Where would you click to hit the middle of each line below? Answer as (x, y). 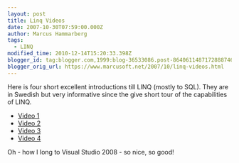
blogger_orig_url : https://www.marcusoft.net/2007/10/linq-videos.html (116, 67)
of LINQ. (20, 102)
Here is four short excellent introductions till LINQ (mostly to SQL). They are (118, 86)
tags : (15, 40)
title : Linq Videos (36, 21)
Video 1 (28, 116)
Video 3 (29, 130)
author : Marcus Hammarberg (47, 34)
